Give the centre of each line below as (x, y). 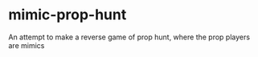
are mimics (27, 45)
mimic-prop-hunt (68, 15)
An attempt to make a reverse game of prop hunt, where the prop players (129, 37)
